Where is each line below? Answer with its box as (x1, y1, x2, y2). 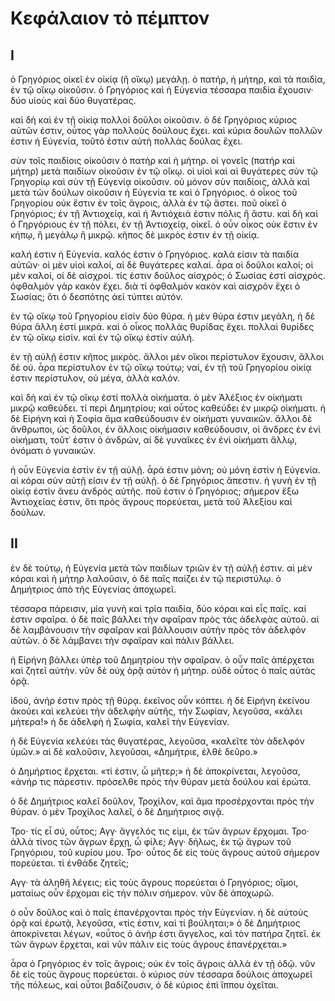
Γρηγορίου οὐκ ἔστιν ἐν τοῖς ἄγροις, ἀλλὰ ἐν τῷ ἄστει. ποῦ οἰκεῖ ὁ (10, 197, 287, 209)
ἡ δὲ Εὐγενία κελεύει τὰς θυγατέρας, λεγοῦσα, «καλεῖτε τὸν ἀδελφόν (10, 735, 305, 747)
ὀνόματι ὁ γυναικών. (10, 445, 97, 456)
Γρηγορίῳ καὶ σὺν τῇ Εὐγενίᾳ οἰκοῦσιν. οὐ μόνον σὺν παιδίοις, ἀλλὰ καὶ (10, 176, 310, 187)
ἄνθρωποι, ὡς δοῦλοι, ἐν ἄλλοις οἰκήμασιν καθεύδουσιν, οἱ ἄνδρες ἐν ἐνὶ (10, 423, 322, 435)
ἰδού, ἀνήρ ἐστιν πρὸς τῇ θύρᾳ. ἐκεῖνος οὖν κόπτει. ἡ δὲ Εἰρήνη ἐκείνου (10, 694, 310, 706)
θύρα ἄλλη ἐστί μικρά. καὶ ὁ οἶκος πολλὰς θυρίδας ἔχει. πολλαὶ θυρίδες (10, 321, 315, 332)
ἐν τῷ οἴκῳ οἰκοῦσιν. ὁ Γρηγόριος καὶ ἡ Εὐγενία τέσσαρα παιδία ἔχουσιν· (10, 84, 314, 96)
